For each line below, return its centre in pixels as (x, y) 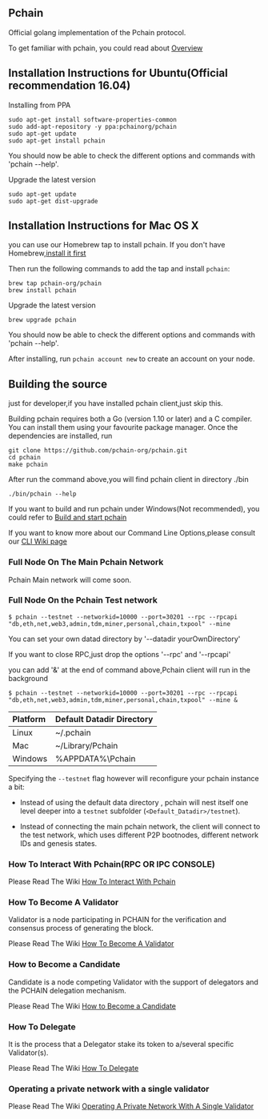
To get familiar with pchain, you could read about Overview (106, 48)
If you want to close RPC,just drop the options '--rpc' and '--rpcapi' (120, 654)
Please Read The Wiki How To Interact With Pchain (92, 882)
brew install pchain (43, 291)
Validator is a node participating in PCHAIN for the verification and (117, 920)
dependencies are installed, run (60, 436)
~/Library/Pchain (86, 745)
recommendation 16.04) (70, 86)
